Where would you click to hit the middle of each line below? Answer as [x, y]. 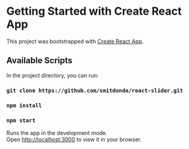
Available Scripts [39, 60]
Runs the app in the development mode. [57, 132]
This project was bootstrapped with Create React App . [75, 41]
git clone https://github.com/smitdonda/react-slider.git [95, 90]
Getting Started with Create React [94, 11]
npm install [24, 105]
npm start [21, 120]
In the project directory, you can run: [52, 75]
